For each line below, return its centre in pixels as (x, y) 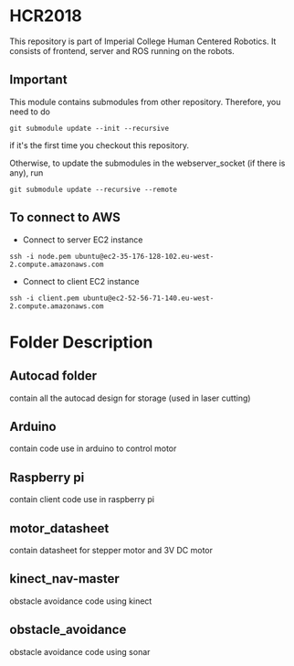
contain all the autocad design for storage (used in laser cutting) (130, 398)
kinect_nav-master (65, 579)
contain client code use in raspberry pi (82, 499)
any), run (26, 172)
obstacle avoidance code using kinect (81, 601)
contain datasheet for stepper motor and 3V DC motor (111, 550)
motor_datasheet (59, 528)
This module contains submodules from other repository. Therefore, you (145, 102)
